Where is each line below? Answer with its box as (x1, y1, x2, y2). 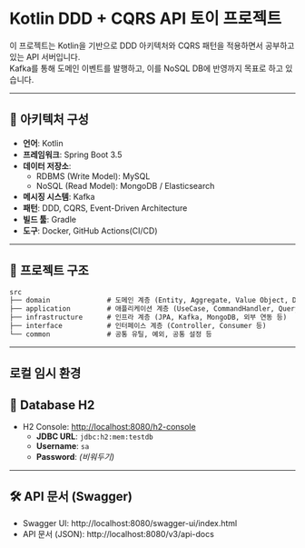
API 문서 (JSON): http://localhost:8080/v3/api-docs (22, 528, 215, 539)
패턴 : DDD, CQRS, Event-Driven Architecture (22, 202, 188, 214)
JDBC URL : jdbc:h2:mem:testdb (35, 431, 154, 442)
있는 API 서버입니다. (9, 51, 81, 62)
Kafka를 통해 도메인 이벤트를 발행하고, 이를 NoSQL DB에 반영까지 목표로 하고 (9, 63, 284, 74)
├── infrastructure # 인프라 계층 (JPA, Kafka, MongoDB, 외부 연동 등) (9, 313, 288, 323)
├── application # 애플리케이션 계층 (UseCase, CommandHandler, (9, 304, 275, 314)
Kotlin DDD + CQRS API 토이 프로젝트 (9, 8, 282, 29)
